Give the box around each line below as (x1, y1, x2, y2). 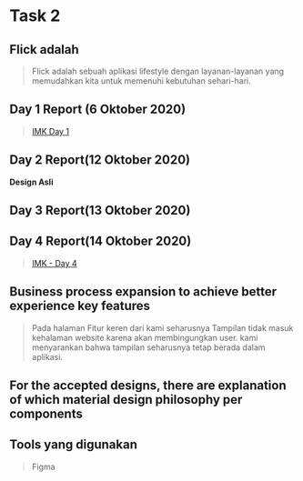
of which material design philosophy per (9, 392, 243, 407)
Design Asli (9, 176, 54, 187)
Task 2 (9, 5, 61, 26)
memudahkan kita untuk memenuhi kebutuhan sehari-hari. (31, 75, 252, 86)
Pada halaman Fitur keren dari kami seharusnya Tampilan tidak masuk (31, 322, 294, 333)
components (9, 406, 84, 422)
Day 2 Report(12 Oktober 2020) (9, 152, 191, 168)
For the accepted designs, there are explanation (9, 378, 287, 394)
